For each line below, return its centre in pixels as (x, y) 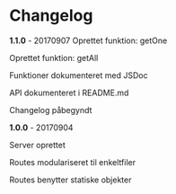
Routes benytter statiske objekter (70, 180)
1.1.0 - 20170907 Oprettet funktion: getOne (88, 40)
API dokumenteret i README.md (69, 93)
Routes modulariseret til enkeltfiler (73, 162)
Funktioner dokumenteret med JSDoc (79, 75)
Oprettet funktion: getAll (54, 57)
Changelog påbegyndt (51, 110)
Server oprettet (37, 145)
